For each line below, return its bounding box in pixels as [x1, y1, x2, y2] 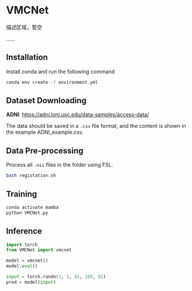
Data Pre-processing [6, 145, 84, 155]
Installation [6, 52, 48, 62]
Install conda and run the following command [6, 68, 115, 75]
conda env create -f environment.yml [6, 79, 98, 85]
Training [6, 189, 37, 199]
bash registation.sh [6, 172, 57, 179]
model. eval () [6, 263, 38, 269]
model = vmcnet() [6, 258, 49, 264]
